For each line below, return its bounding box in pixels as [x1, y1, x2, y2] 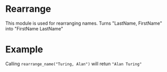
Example [5, 44, 43, 56]
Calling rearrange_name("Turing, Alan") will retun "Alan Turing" [5, 60, 142, 67]
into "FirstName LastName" [5, 25, 63, 31]
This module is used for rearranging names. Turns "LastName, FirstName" [5, 20, 162, 26]
